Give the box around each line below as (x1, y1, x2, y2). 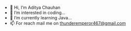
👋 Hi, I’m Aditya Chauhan (9, 5, 61, 10)
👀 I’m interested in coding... (9, 10, 65, 15)
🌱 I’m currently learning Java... (9, 15, 72, 20)
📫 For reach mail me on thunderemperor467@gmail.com (9, 20, 126, 26)
